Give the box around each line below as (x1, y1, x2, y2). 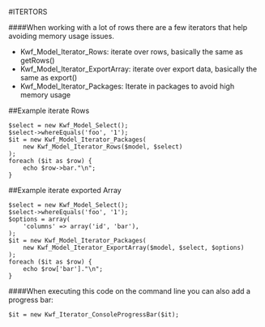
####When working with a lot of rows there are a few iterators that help (8, 23, 248, 32)
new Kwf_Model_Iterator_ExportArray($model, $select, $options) (23, 243, 245, 252)
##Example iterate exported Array (8, 186, 122, 195)
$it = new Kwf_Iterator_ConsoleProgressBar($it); (8, 311, 180, 319)
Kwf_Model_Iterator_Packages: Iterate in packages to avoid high (19, 81, 235, 91)
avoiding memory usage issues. (8, 32, 115, 41)
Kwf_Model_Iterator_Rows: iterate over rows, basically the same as (19, 47, 243, 56)
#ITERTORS (8, 7, 48, 16)
